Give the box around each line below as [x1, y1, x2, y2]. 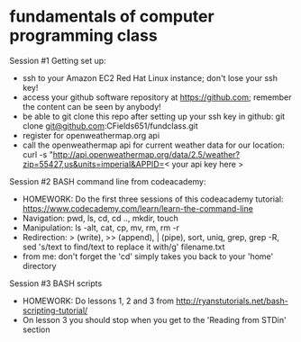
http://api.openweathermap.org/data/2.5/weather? [52, 148, 241, 159]
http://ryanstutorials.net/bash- [175, 295, 288, 306]
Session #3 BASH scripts [9, 277, 103, 289]
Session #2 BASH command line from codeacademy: [9, 175, 206, 186]
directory [22, 260, 57, 271]
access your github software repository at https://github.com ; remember [22, 92, 292, 103]
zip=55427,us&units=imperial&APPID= [22, 158, 165, 169]
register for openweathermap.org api [22, 130, 160, 140]
